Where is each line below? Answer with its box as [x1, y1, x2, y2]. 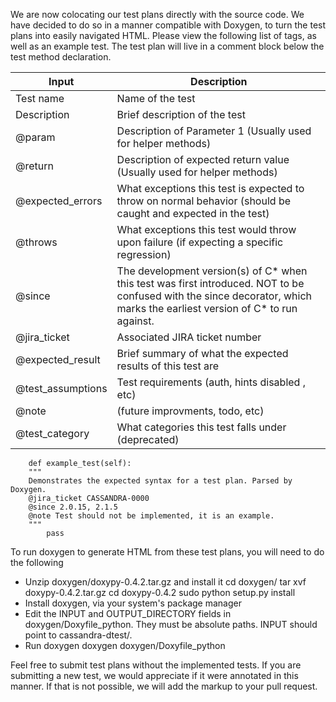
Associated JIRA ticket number [116, 330, 262, 344]
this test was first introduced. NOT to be [116, 277, 305, 290]
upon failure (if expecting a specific [116, 235, 284, 249]
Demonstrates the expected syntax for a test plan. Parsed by [28, 476, 293, 486]
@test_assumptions [15, 382, 108, 395]
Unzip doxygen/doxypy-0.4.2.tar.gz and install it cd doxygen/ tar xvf [24, 576, 307, 588]
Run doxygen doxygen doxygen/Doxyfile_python [24, 640, 226, 651]
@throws [15, 235, 58, 249]
